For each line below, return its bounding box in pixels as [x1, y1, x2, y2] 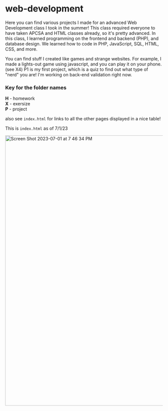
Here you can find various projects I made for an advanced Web [5, 19, 137, 25]
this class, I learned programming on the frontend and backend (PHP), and [5, 35, 159, 41]
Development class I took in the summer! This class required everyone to [5, 24, 155, 30]
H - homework [5, 95, 35, 101]
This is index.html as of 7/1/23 [5, 125, 68, 131]
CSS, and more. [5, 46, 37, 52]
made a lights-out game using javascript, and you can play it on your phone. [5, 61, 162, 67]
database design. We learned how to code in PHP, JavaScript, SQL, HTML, [5, 40, 159, 46]
